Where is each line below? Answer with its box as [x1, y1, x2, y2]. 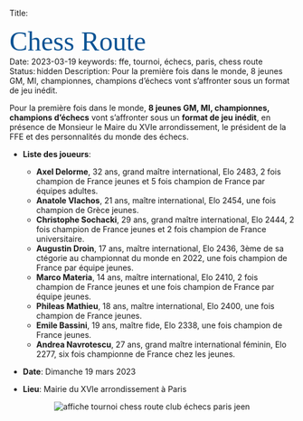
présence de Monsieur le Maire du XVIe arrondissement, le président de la [9, 122, 287, 132]
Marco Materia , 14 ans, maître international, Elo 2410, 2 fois [35, 272, 259, 283]
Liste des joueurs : [22, 149, 92, 159]
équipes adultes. [35, 185, 99, 196]
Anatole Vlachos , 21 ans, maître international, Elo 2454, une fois [35, 195, 277, 206]
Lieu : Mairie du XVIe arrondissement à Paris [22, 384, 187, 394]
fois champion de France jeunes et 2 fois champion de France [35, 224, 267, 234]
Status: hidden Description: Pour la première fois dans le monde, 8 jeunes [9, 66, 283, 76]
